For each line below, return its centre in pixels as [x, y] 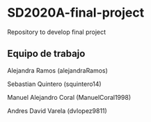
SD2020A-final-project [76, 13]
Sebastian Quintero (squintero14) [55, 84]
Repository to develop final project [57, 32]
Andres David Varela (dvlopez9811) [57, 111]
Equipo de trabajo [46, 54]
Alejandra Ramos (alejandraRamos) [57, 70]
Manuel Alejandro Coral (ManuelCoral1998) [69, 97]
